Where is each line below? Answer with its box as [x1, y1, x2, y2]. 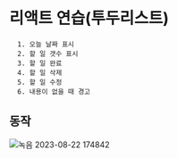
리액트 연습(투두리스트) [9, 8, 170, 29]
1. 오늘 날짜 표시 [17, 39, 74, 49]
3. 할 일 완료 [17, 59, 63, 68]
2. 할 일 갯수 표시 [17, 49, 79, 58]
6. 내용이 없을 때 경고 [17, 87, 91, 96]
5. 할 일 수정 [17, 78, 63, 87]
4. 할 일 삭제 [17, 68, 63, 77]
